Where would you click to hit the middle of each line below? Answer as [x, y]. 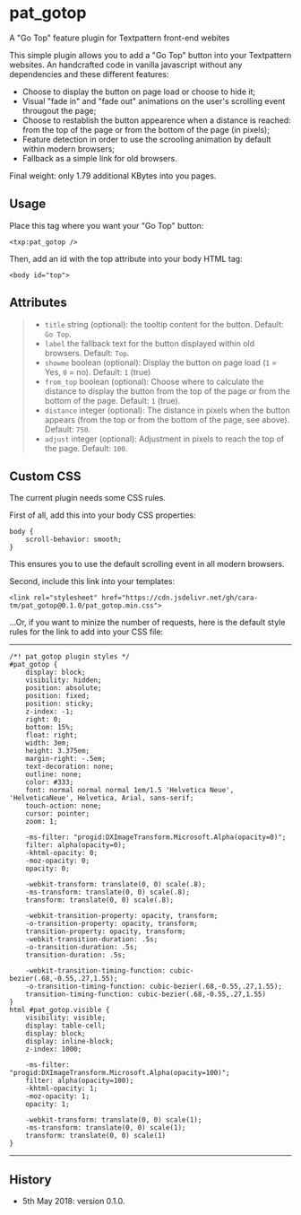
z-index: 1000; [54, 1049]
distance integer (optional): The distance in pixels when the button [167, 410]
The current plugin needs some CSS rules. [87, 498]
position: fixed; [58, 696]
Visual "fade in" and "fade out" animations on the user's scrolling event [154, 101]
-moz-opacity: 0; [58, 861]
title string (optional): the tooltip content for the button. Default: [164, 324]
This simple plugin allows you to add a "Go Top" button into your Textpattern [150, 55]
